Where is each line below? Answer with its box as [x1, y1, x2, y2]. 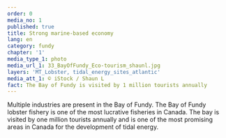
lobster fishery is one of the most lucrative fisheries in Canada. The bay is [7, 108, 220, 116]
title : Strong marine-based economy [7, 29, 114, 37]
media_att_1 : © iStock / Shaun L [7, 75, 105, 82]
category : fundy [7, 43, 54, 49]
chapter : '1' [7, 49, 45, 56]
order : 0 [7, 10, 33, 17]
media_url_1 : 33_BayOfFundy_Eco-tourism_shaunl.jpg [7, 62, 160, 69]
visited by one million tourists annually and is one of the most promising [7, 116, 213, 124]
